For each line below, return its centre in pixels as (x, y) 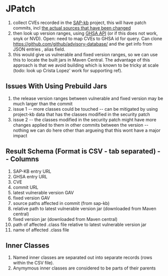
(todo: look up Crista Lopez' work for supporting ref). (67, 70)
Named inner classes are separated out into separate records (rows (82, 257)
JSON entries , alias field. (39, 49)
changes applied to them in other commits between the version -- (81, 125)
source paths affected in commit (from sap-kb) (61, 203)
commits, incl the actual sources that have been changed (72, 28)
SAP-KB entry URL (32, 171)
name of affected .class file (41, 230)
